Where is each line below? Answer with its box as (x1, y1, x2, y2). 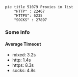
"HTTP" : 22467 (14, 9, 45, 14)
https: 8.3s (12, 62, 34, 68)
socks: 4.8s (12, 68, 36, 74)
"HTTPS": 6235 (14, 13, 43, 18)
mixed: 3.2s (12, 52, 36, 58)
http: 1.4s (12, 57, 31, 63)
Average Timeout (5, 41, 41, 47)
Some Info (5, 28, 30, 35)
